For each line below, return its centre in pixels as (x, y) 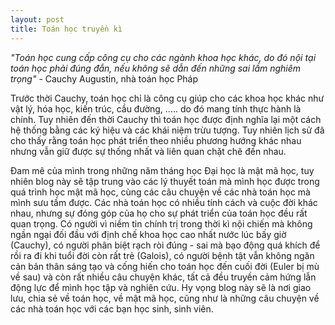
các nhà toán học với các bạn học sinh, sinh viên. (112, 308)
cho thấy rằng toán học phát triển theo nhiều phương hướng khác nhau (156, 140)
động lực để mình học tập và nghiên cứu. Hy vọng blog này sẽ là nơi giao (161, 287)
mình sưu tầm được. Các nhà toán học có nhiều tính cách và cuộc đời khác (164, 202)
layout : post (37, 19)
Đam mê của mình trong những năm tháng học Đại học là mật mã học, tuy (162, 170)
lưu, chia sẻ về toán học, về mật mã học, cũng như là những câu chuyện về (165, 298)
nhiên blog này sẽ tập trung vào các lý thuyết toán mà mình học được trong (165, 181)
